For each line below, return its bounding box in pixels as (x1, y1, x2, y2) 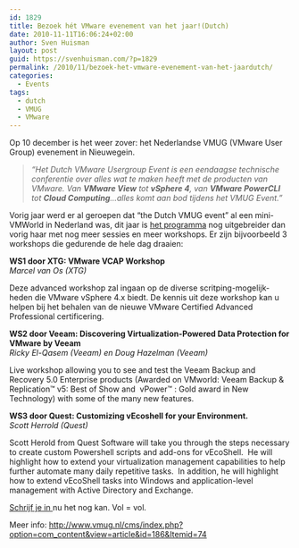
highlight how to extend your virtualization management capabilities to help (9, 457, 286, 468)
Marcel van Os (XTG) (9, 266, 87, 276)
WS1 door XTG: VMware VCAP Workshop (9, 256, 165, 266)
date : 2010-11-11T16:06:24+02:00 (9, 30, 134, 38)
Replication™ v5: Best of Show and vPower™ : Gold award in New (9, 384, 249, 394)
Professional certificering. (9, 311, 104, 322)
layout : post (9, 46, 58, 55)
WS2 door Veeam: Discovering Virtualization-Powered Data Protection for (9, 328, 290, 340)
